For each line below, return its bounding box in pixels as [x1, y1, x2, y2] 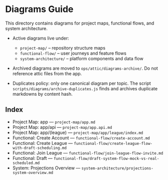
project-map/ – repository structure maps [20, 45, 106, 51]
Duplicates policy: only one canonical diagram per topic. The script [12, 80, 151, 86]
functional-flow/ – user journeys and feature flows [20, 50, 127, 56]
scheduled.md [12, 160, 40, 165]
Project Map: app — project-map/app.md [12, 119, 96, 125]
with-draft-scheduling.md [12, 145, 67, 150]
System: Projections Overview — [12, 164, 81, 171]
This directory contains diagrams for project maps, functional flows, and [5, 20, 154, 26]
